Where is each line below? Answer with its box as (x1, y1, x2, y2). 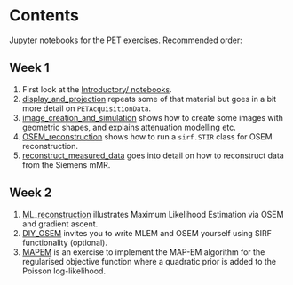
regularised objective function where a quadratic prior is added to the (21, 256, 277, 266)
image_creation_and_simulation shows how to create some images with (21, 112, 284, 123)
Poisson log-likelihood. (21, 265, 107, 276)
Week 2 (9, 186, 52, 201)
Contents (9, 5, 80, 26)
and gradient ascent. (21, 218, 99, 229)
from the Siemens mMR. (21, 159, 111, 170)
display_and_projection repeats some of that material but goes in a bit (21, 93, 277, 104)
